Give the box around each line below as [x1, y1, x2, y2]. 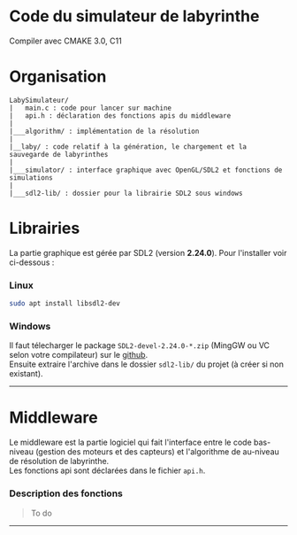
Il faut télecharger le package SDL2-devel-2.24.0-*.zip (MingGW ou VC [9, 340, 270, 351]
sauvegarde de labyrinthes [9, 150, 109, 159]
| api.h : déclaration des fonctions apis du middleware [9, 111, 232, 120]
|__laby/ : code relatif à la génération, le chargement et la [9, 142, 247, 151]
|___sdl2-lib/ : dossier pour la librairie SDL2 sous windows [9, 189, 243, 198]
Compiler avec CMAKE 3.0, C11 [9, 35, 122, 46]
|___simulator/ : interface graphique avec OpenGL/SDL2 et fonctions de [9, 166, 283, 174]
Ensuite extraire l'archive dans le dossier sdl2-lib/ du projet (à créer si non [9, 359, 285, 369]
